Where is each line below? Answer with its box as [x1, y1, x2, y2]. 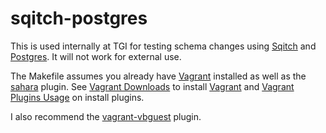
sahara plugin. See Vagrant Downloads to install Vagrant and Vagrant [10, 80, 295, 92]
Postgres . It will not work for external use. [10, 50, 182, 62]
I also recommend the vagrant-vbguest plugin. [10, 110, 202, 122]
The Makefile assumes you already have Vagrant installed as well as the [10, 70, 307, 82]
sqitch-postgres [10, 7, 148, 30]
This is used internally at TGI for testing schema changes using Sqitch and [10, 40, 317, 52]
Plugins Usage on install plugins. [10, 91, 145, 103]
